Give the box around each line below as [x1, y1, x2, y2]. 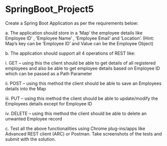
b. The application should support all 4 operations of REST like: [5, 50, 135, 56]
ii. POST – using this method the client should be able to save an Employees [5, 80, 162, 86]
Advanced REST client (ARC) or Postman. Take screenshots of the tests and [5, 130, 162, 136]
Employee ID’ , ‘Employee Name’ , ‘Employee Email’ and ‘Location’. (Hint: [5, 35, 154, 41]
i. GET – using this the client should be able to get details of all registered [5, 60, 156, 66]
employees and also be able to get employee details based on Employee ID [5, 65, 160, 71]
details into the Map [5, 85, 46, 91]
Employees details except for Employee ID [5, 100, 92, 106]
